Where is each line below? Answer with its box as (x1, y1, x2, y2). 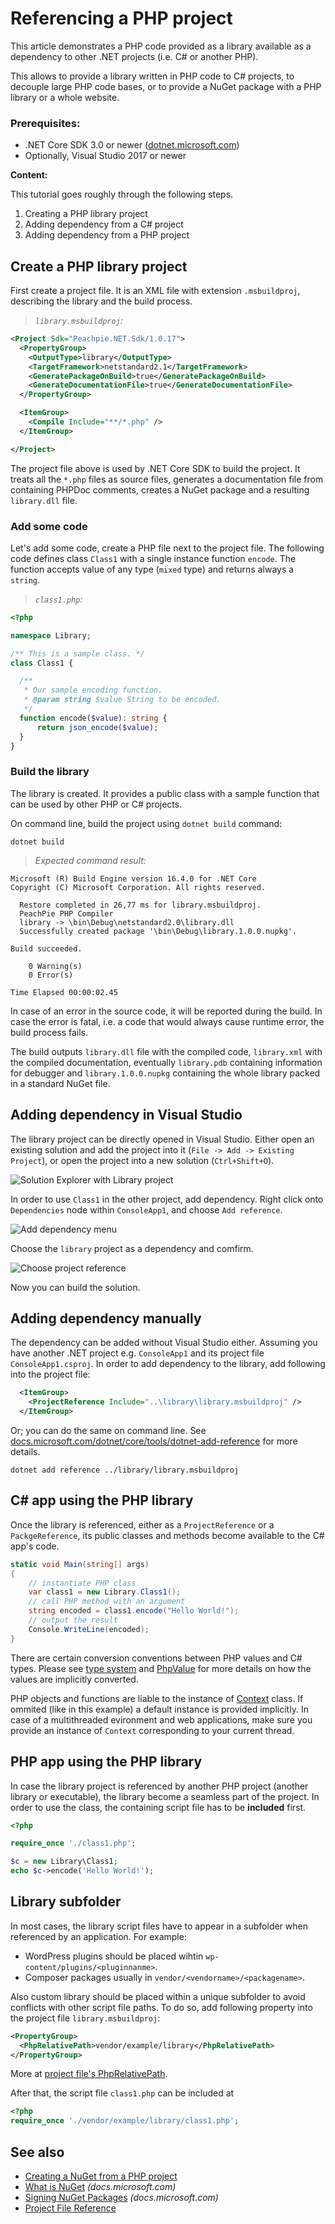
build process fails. (10, 1026, 89, 1038)
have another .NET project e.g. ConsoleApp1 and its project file (10, 1347, 265, 1359)
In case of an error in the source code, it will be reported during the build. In (10, 1005, 323, 1017)
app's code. (10, 1540, 60, 1552)
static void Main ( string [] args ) (10, 1559, 150, 1569)
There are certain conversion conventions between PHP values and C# (10, 1652, 303, 1664)
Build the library (10, 765, 90, 779)
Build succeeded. (10, 943, 83, 954)
